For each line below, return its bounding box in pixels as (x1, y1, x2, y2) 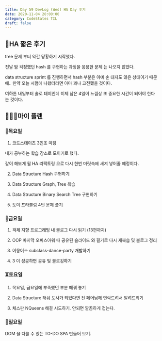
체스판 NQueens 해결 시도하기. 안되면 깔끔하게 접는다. (12, 305, 115, 311)
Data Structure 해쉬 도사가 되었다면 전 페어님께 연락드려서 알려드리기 (12, 295, 144, 301)
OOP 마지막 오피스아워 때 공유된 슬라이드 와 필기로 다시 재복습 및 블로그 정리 (12, 237, 157, 243)
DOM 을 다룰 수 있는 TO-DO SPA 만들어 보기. (5, 330, 91, 336)
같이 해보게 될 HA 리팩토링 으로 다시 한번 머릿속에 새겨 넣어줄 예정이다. (5, 161, 139, 166)
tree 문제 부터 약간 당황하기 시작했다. (5, 54, 75, 60)
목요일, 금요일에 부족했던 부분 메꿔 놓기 (12, 285, 86, 291)
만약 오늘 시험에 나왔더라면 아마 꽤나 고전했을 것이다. (12, 81, 113, 86)
